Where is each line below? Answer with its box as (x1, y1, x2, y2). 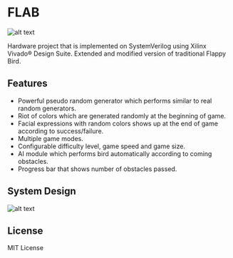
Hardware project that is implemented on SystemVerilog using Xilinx (7, 41, 207, 50)
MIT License (7, 244, 44, 252)
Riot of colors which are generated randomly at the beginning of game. (17, 111, 227, 120)
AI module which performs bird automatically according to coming (17, 149, 212, 158)
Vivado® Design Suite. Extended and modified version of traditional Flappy (7, 49, 227, 58)
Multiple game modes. (17, 134, 83, 143)
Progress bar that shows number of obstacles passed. (17, 165, 177, 173)
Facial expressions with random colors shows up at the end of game (17, 119, 219, 128)
